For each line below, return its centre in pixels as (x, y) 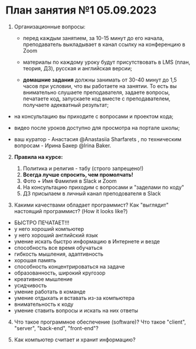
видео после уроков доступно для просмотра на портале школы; (97, 128)
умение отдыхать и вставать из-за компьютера (74, 298)
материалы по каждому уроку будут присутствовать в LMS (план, (107, 62)
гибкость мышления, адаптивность (59, 254)
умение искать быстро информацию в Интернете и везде (87, 241)
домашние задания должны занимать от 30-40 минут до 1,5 (100, 80)
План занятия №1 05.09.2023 (81, 10)
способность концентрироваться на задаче (69, 266)
